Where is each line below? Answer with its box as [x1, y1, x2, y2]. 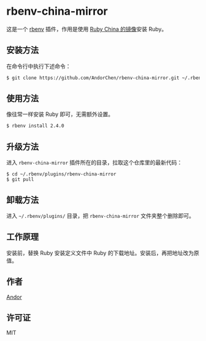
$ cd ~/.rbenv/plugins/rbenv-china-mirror [6, 171, 116, 177]
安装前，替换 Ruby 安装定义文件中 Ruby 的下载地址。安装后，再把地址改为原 [6, 249, 199, 256]
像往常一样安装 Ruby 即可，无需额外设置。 [6, 110, 114, 118]
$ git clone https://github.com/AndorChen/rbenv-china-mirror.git [6, 75, 180, 81]
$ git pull [6, 177, 34, 183]
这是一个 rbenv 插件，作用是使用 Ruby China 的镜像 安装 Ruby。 [6, 25, 167, 33]
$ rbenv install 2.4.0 [6, 123, 64, 129]
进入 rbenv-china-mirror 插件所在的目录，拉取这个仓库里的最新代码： [6, 159, 183, 166]
